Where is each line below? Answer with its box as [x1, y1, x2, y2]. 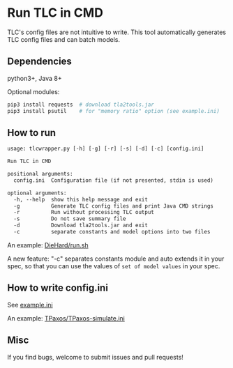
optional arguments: [7, 190, 68, 197]
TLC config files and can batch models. [7, 35, 121, 43]
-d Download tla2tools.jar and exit [13, 222, 149, 229]
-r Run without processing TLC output [13, 209, 155, 216]
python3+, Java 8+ [7, 74, 62, 82]
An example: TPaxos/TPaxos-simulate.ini [7, 314, 126, 322]
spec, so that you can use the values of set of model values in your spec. [7, 261, 220, 270]
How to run [7, 127, 57, 139]
